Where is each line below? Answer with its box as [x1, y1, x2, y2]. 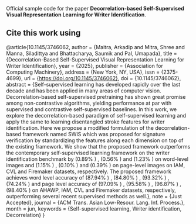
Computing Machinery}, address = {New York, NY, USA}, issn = [6, 68, 160, 75]
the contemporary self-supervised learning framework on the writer [6, 149, 170, 156]
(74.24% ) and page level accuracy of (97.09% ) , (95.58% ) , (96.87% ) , [6, 180, 182, 187]
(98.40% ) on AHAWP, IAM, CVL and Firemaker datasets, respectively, [6, 187, 176, 194]
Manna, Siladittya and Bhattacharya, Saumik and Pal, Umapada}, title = [6, 50, 177, 57]
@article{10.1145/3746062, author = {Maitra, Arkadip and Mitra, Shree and [6, 43, 185, 50]
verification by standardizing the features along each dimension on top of [6, 137, 184, 144]
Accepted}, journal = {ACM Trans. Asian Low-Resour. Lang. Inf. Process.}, [6, 199, 185, 206]
